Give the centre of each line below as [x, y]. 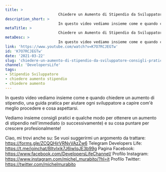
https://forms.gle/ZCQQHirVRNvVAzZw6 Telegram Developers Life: [74, 143]
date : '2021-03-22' [25, 56]
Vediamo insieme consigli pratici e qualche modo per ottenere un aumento [81, 117]
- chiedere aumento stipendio [36, 79]
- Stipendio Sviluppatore [32, 74]
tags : [11, 70]
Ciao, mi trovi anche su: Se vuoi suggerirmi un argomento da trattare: [75, 138]
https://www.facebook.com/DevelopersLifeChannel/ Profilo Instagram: [77, 154]
